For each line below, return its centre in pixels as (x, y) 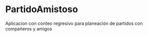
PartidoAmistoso (42, 9)
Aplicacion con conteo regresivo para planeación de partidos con (74, 23)
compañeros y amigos (29, 28)
